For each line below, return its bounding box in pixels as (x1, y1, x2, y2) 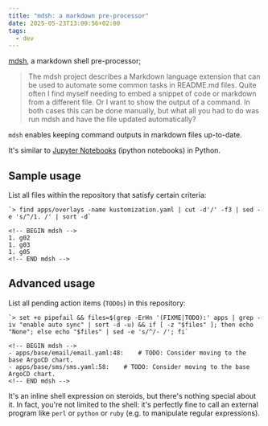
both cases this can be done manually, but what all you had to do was (27, 106, 260, 116)
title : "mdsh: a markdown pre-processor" (8, 11, 150, 20)
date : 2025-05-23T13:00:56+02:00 (8, 19, 121, 27)
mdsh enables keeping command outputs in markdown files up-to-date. (8, 130, 243, 140)
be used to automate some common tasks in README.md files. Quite (27, 80, 257, 90)
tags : (8, 27, 27, 35)
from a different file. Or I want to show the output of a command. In (27, 97, 251, 107)
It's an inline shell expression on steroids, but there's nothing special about (8, 391, 256, 400)
